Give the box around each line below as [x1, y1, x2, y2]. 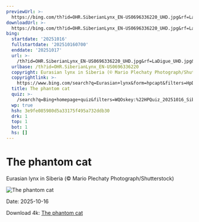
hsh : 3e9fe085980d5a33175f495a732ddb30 [11, 108, 110, 114]
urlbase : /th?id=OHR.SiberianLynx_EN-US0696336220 [11, 63, 139, 70]
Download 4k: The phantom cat [6, 209, 83, 216]
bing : [6, 31, 20, 37]
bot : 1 [11, 124, 28, 130]
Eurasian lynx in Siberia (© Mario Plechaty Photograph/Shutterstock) [6, 175, 175, 182]
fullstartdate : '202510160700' [11, 42, 89, 48]
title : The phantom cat [11, 86, 70, 92]
